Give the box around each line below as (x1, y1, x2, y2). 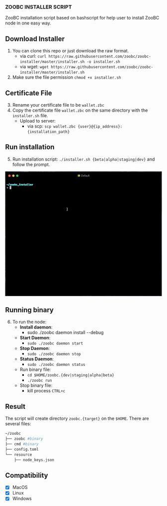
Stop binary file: (19, 382, 53, 388)
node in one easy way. (5, 20, 51, 26)
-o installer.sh (86, 59, 120, 64)
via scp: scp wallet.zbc (27, 123, 76, 129)
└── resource (5, 452, 32, 457)
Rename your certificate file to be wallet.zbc (12, 102, 104, 108)
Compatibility (5, 471, 48, 480)
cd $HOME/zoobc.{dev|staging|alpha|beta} (27, 373, 114, 378)
